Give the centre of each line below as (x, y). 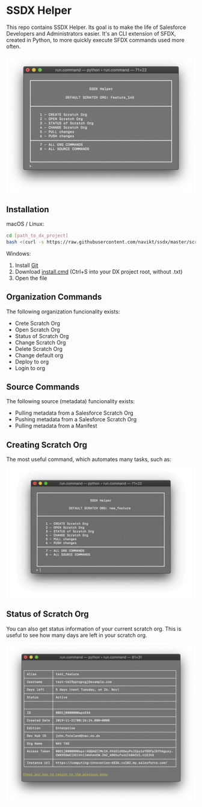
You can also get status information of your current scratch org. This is (94, 629)
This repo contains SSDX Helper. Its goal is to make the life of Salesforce (96, 27)
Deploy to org (32, 362)
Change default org (39, 355)
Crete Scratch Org (37, 323)
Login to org (30, 368)
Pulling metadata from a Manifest (56, 426)
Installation (28, 209)
